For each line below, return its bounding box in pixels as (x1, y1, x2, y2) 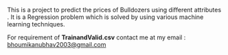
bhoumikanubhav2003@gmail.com (7, 41, 106, 48)
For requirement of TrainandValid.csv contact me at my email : (7, 33, 186, 41)
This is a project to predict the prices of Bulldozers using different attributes (7, 6, 222, 14)
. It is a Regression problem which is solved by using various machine (7, 13, 204, 21)
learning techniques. (7, 20, 65, 28)
